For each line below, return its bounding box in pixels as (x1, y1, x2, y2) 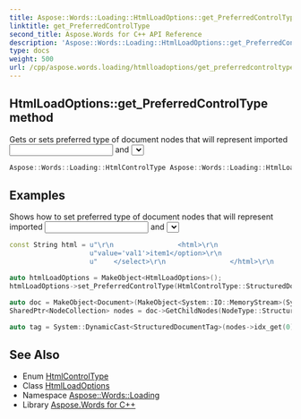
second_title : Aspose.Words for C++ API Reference (9, 30, 202, 38)
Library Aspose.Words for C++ (21, 399, 136, 410)
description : (9, 38, 58, 47)
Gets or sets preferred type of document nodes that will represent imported (9, 133, 288, 144)
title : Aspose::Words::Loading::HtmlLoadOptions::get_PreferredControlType (9, 13, 298, 22)
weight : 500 (9, 55, 54, 64)
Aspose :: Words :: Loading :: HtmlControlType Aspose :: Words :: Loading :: (9, 163, 267, 172)
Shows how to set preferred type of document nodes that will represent (9, 211, 274, 222)
